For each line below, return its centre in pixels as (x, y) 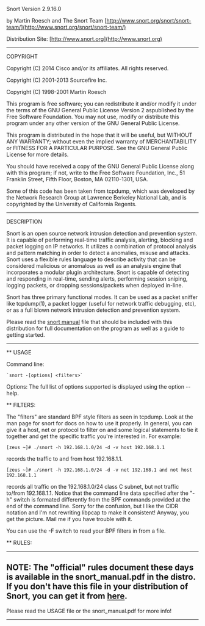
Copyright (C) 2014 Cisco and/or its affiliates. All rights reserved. (88, 68)
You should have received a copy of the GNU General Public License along (100, 166)
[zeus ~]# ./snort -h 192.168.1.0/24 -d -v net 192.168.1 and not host (99, 470)
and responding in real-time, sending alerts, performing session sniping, (97, 279)
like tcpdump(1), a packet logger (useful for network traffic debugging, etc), (101, 304)
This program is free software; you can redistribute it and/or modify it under (102, 104)
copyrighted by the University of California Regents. (72, 204)
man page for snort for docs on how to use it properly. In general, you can (99, 423)
